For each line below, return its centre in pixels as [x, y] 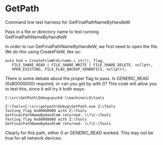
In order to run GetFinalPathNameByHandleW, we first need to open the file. [82, 46]
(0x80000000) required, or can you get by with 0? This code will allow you [81, 84]
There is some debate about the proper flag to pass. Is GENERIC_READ [77, 78]
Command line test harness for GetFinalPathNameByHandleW [68, 22]
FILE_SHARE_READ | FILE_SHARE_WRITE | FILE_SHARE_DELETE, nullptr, [82, 65]
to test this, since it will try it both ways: [45, 88]
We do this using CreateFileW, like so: [43, 52]
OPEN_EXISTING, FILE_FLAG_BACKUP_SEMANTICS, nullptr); [69, 69]
